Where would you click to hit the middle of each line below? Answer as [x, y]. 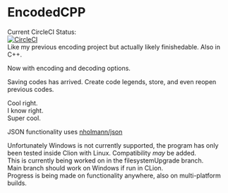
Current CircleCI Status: [42, 32]
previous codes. [31, 89]
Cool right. [23, 103]
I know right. [25, 110]
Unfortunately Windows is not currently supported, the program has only [113, 145]
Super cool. [24, 118]
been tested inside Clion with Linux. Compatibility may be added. [102, 153]
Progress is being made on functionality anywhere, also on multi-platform [114, 175]
